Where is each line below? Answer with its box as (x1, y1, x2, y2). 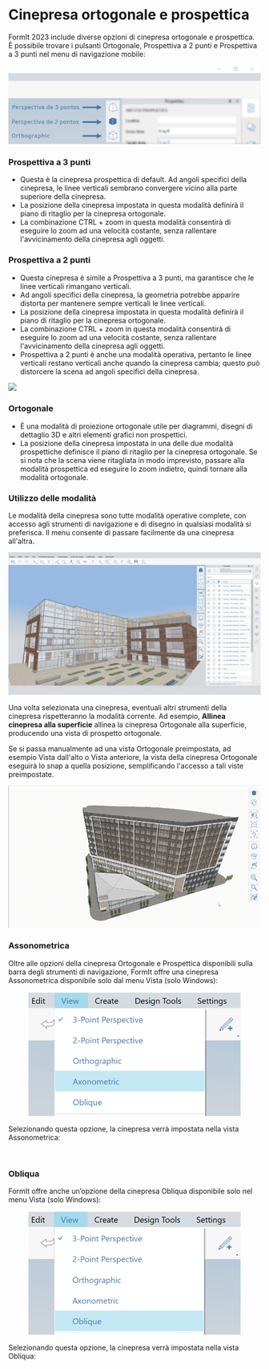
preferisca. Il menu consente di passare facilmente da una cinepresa (8, 528, 235, 538)
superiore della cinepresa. (19, 192, 106, 201)
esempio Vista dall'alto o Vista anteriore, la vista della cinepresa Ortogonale (8, 752, 258, 762)
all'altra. (8, 536, 35, 546)
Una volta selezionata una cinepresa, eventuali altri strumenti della (8, 702, 227, 712)
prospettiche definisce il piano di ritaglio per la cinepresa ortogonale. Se (19, 447, 258, 457)
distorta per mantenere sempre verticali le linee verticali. (19, 299, 207, 308)
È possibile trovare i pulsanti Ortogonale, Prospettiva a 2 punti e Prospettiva (8, 40, 258, 50)
